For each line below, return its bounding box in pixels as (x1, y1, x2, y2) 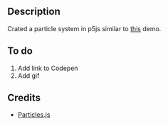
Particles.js (17, 110, 51, 119)
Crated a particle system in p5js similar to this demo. (7, 24, 162, 33)
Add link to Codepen (17, 64, 78, 72)
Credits (7, 92, 41, 104)
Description (7, 6, 61, 18)
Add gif (17, 71, 40, 80)
